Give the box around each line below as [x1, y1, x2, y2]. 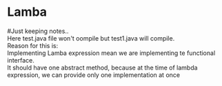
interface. [7, 56, 34, 64]
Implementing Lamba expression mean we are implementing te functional [7, 49, 216, 57]
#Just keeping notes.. [7, 27, 69, 35]
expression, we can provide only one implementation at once [7, 70, 181, 79]
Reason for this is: [7, 41, 59, 50]
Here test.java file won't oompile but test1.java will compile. [7, 34, 175, 42]
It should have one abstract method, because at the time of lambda [7, 63, 198, 72]
